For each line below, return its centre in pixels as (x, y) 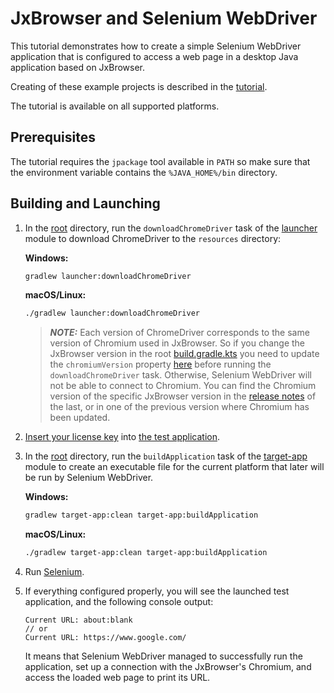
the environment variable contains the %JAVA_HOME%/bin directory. (144, 172)
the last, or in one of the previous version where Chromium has (179, 407)
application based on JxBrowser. (78, 67)
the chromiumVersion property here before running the (160, 364)
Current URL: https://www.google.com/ (105, 638)
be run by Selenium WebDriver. (89, 478)
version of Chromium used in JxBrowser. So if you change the (177, 343)
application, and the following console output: (119, 602)
